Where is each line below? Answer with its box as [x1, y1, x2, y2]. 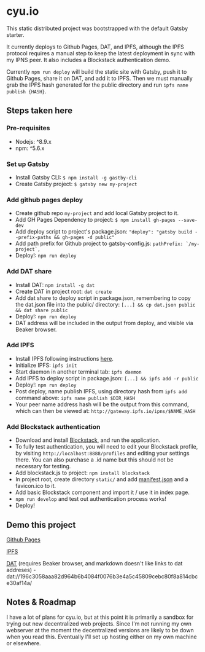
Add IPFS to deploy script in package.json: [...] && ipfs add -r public [15, 374, 199, 382]
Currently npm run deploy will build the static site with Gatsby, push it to [6, 68, 187, 75]
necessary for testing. [15, 463, 71, 470]
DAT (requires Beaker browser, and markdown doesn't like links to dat [6, 559, 183, 567]
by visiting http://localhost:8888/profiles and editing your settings [15, 450, 190, 457]
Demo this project [6, 519, 76, 530]
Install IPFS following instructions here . [15, 355, 114, 362]
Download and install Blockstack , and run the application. [15, 436, 161, 444]
